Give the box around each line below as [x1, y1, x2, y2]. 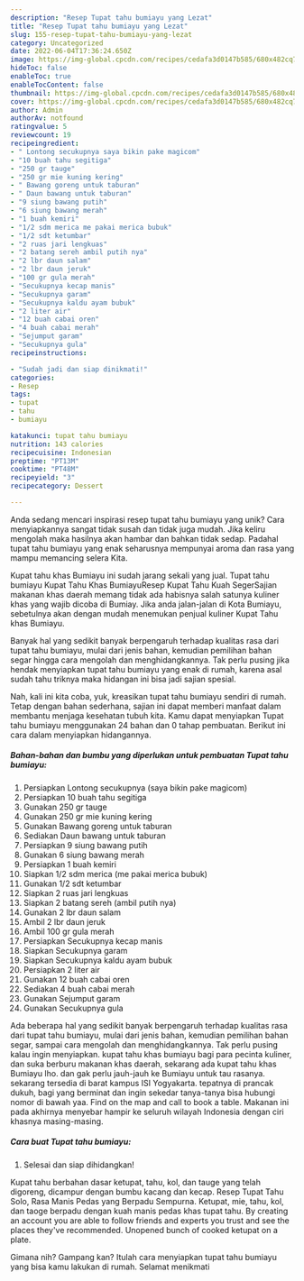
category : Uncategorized [10, 38, 104, 48]
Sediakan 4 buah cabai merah [23, 984, 135, 994]
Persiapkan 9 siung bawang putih [23, 839, 148, 850]
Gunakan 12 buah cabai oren [23, 974, 130, 984]
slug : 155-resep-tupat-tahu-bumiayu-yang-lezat [10, 30, 193, 39]
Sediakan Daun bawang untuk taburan [23, 830, 166, 841]
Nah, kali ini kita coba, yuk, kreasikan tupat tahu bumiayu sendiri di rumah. [10, 691, 287, 701]
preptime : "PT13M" [10, 456, 79, 465]
